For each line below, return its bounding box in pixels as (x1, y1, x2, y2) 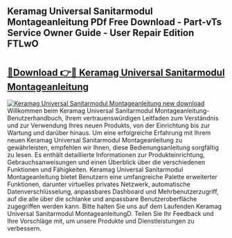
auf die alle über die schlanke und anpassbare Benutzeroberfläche (7, 195, 197, 203)
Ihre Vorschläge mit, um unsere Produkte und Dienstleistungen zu (7, 217, 195, 225)
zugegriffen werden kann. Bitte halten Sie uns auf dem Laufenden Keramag (7, 202, 222, 210)
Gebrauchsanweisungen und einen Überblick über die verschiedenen (7, 158, 206, 166)
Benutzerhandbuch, (7, 114, 64, 122)
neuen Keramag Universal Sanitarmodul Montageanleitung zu (7, 136, 183, 144)
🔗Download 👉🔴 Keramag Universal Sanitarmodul (7, 66, 225, 78)
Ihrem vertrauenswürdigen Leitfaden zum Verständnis (64, 114, 219, 122)
